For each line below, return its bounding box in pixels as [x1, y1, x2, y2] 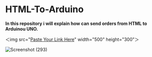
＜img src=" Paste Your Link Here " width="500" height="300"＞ [5, 36, 139, 42]
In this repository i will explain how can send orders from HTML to [5, 20, 147, 26]
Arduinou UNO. [5, 25, 38, 32]
